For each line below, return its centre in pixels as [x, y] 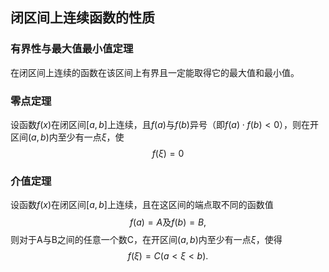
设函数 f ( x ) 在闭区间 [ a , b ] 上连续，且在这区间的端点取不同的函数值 [142, 205]
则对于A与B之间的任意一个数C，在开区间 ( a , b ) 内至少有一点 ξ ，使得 [146, 240]
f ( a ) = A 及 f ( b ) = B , [168, 222]
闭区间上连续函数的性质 [82, 18]
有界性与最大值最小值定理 [72, 49]
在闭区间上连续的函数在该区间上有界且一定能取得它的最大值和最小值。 [155, 72]
